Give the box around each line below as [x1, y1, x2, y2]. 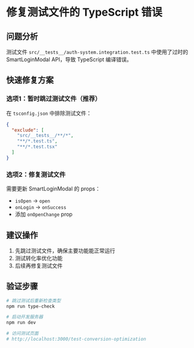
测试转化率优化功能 [14, 254, 63, 261]
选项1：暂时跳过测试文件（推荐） [6, 94, 102, 103]
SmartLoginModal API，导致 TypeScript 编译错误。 [6, 56, 132, 63]
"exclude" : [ [11, 127, 44, 133]
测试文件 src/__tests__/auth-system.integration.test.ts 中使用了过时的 [6, 49, 189, 55]
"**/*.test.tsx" [17, 144, 58, 150]
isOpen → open [14, 197, 50, 204]
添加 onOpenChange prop [14, 211, 73, 218]
